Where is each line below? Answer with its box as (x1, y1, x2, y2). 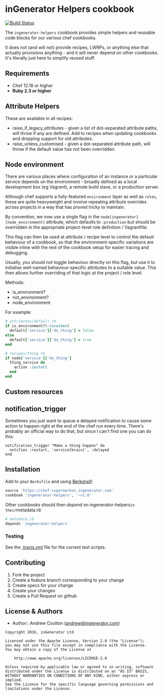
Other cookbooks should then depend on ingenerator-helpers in (5, 502, 135, 507)
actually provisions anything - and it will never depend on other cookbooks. (5, 50, 159, 56)
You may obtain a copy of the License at (5, 647, 92, 652)
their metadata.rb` (5, 507, 43, 513)
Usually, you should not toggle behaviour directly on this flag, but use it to (5, 259, 156, 265)
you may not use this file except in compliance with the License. (5, 643, 147, 648)
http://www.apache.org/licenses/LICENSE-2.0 (14, 656, 107, 661)
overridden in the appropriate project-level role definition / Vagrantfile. (5, 224, 148, 230)
